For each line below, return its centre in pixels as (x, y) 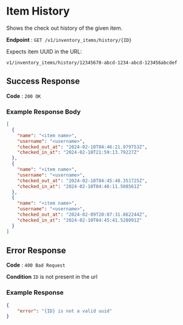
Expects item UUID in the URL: (44, 51)
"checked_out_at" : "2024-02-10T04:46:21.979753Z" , (82, 147)
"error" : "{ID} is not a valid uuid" (65, 311)
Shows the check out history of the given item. (65, 28)
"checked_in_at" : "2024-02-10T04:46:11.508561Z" (80, 186)
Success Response (43, 81)
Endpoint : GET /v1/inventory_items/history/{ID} (69, 39)
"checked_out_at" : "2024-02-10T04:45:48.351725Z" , (82, 180)
